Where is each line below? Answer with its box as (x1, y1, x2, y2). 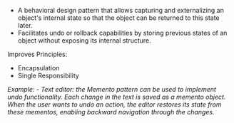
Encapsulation (17, 64, 60, 72)
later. (17, 21, 34, 29)
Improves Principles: (7, 50, 68, 58)
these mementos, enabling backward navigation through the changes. (7, 108, 215, 116)
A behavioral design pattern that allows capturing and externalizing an (17, 6, 225, 14)
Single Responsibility (17, 71, 80, 80)
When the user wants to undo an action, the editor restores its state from (7, 100, 223, 109)
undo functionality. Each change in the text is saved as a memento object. (7, 92, 226, 101)
